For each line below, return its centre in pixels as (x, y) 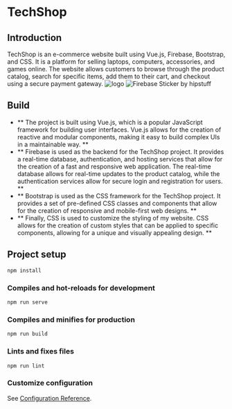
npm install (24, 270)
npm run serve (28, 302)
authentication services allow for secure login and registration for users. (120, 181)
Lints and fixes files (41, 351)
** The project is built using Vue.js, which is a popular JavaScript (110, 122)
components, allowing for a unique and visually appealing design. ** (115, 232)
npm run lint (26, 366)
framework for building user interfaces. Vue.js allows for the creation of (119, 130)
